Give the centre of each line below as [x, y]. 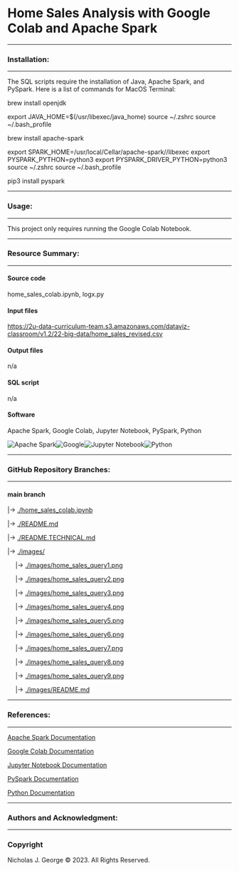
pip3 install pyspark [36, 181]
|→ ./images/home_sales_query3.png [70, 593]
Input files [23, 310]
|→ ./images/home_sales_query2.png [70, 579]
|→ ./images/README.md [53, 690]
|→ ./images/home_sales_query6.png [70, 635]
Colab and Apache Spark [83, 28]
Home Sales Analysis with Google [109, 13]
